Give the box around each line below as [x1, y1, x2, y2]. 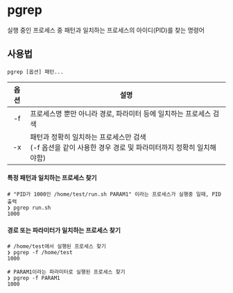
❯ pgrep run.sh [7, 204, 51, 211]
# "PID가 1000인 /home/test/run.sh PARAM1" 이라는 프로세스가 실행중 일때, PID [7, 190, 222, 198]
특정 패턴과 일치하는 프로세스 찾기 [7, 174, 97, 182]
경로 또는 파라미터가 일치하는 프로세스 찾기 [7, 226, 121, 234]
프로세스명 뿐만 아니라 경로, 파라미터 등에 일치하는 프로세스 [30, 108, 212, 118]
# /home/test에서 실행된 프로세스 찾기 [7, 243, 106, 250]
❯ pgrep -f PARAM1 [7, 275, 60, 282]
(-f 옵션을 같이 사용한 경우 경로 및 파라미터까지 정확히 [30, 142, 196, 152]
